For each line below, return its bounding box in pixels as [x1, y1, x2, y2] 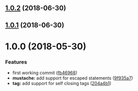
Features [5, 58, 27, 65]
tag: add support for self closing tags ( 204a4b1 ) [12, 81, 112, 87]
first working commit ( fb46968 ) [12, 70, 78, 76]
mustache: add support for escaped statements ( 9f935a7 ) [12, 75, 134, 81]
